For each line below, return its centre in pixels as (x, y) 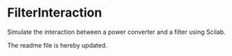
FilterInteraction (55, 13)
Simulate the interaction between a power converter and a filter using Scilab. (117, 32)
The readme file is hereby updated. (57, 45)
